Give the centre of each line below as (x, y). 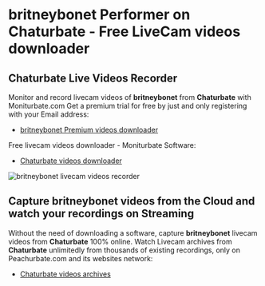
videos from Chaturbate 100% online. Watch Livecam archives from (121, 241)
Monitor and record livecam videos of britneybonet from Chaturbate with (130, 97)
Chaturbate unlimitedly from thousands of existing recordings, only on (125, 250)
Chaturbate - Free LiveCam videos (125, 32)
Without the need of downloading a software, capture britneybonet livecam (133, 232)
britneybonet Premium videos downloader (89, 130)
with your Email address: (49, 114)
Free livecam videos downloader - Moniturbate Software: (102, 145)
